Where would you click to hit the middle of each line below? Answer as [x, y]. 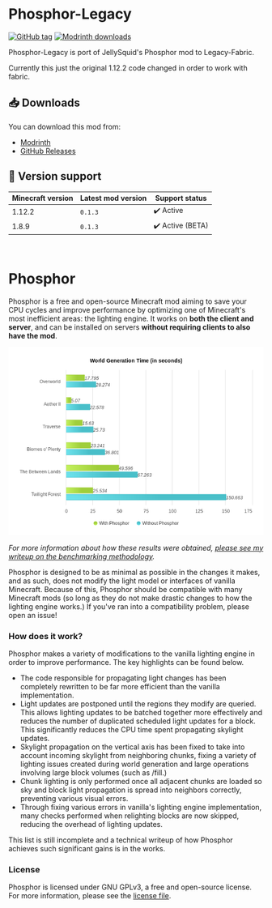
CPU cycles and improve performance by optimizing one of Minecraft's [127, 310]
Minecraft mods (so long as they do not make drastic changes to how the [130, 598]
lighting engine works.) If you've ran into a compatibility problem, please [129, 606]
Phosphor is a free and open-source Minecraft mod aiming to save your [127, 301]
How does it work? [46, 636]
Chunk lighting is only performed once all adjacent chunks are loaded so [141, 781]
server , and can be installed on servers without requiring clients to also [130, 327]
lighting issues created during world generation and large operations [134, 764]
